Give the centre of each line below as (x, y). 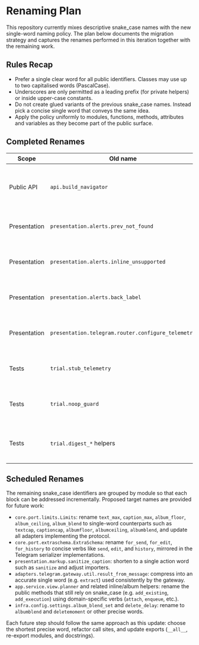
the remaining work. (31, 46)
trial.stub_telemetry (81, 368)
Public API (23, 187)
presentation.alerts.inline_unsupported (108, 261)
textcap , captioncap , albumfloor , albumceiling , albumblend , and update (101, 530)
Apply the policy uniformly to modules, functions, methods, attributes (99, 117)
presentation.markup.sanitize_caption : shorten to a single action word (102, 561)
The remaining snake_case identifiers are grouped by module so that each (97, 493)
